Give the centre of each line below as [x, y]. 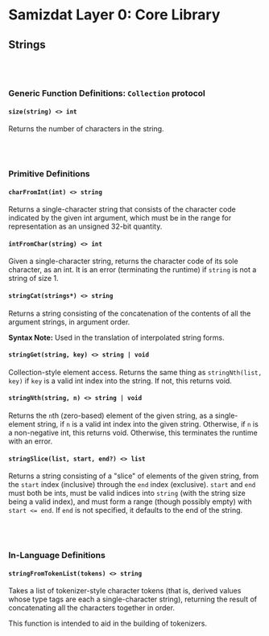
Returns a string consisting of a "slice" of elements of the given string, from [134, 476]
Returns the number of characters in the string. [86, 129]
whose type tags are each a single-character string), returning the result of [133, 599]
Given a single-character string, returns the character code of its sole [124, 261]
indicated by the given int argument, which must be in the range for [120, 218]
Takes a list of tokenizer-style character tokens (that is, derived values [125, 591]
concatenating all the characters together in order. [92, 608]
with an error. [31, 441]
